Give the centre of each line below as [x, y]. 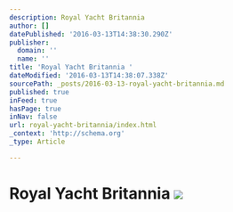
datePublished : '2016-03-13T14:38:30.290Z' [91, 34]
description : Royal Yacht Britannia [77, 17]
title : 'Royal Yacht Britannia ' [71, 68]
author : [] [29, 26]
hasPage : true [36, 109]
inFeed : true [33, 100]
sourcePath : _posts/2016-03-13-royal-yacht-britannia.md [117, 84]
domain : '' [37, 51]
